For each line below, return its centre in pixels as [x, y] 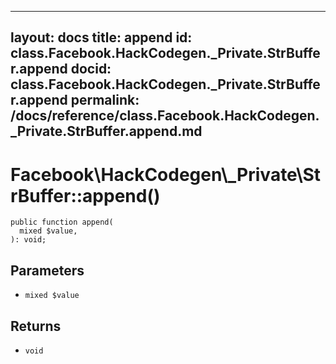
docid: [91, 69]
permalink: [105, 100]
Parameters [47, 270]
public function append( [62, 222]
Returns [36, 326]
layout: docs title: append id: [101, 37]
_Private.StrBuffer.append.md [106, 131]
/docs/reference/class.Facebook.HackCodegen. [165, 116]
